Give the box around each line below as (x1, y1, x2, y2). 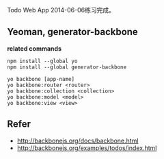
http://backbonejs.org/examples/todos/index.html (16, 143, 157, 152)
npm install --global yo (7, 58, 78, 64)
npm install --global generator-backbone (7, 64, 127, 71)
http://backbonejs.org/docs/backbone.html (16, 136, 139, 145)
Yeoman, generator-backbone (7, 26, 138, 38)
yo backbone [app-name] (7, 75, 75, 82)
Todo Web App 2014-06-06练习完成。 (7, 6, 115, 14)
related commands (7, 44, 61, 53)
